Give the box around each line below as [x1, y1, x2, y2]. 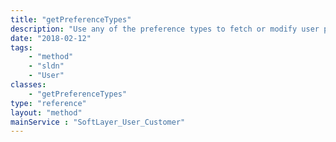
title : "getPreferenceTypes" [10, 14, 132, 25]
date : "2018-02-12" [10, 33, 92, 43]
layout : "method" [10, 107, 83, 118]
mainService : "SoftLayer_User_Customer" [10, 117, 186, 127]
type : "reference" [10, 98, 87, 108]
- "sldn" [28, 61, 65, 71]
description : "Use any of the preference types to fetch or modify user [10, 24, 320, 34]
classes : [10, 80, 47, 90]
